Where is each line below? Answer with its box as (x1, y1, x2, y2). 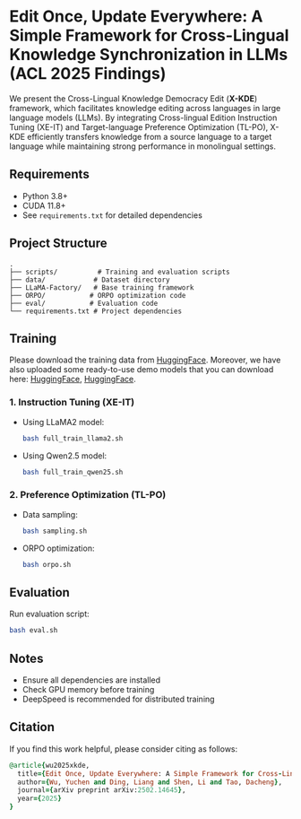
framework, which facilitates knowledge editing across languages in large (9, 102, 281, 113)
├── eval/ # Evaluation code (9, 299, 159, 308)
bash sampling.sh (21, 527, 88, 536)
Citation (9, 719, 56, 735)
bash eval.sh (9, 626, 58, 635)
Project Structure (9, 236, 107, 251)
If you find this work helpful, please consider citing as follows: (9, 743, 238, 754)
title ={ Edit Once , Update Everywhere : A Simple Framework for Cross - (17, 769, 282, 778)
